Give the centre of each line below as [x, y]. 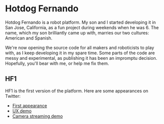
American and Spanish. [29, 38]
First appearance [30, 105]
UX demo [22, 111]
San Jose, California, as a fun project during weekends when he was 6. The [82, 27]
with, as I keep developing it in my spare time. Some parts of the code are [80, 53]
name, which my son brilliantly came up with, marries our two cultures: [77, 33]
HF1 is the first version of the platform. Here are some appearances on [77, 91]
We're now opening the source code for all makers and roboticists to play [80, 47]
